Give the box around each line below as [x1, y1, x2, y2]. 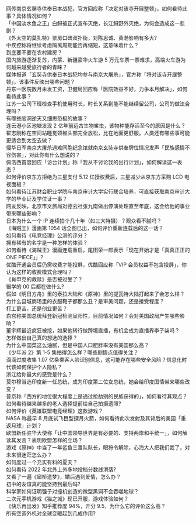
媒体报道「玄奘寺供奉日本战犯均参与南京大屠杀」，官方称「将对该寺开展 [6, 71, 177, 78]
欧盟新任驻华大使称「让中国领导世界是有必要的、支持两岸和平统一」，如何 [6, 430, 183, 436]
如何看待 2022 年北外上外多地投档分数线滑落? [6, 466, 117, 473]
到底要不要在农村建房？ [6, 49, 62, 56]
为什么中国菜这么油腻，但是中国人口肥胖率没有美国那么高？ [6, 342, 149, 348]
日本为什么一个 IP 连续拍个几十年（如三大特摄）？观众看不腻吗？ [6, 217, 162, 224]
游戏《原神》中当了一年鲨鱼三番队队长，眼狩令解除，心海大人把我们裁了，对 [6, 444, 190, 451]
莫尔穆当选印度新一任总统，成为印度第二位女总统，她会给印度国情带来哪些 [6, 378, 185, 385]
